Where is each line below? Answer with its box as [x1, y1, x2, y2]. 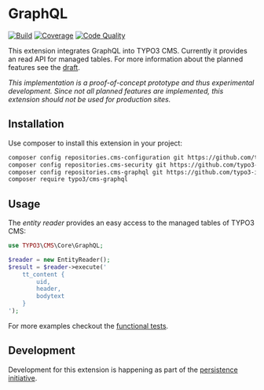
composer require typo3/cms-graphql [8, 175, 128, 183]
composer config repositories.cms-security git [8, 160, 167, 169]
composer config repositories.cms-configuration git [8, 153, 185, 161]
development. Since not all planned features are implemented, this [8, 86, 224, 95]
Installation [8, 117, 64, 131]
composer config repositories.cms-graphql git [8, 168, 163, 176]
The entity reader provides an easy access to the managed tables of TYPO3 [8, 218, 255, 228]
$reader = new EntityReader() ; [8, 256, 111, 263]
